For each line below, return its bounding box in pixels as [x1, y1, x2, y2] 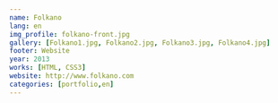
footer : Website [9, 47, 70, 56]
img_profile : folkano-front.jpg [9, 30, 130, 39]
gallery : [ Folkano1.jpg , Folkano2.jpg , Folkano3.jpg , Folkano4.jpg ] [9, 38, 271, 47]
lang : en [9, 21, 42, 30]
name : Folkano [9, 13, 63, 22]
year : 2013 [9, 55, 50, 64]
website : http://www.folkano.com [9, 72, 135, 81]
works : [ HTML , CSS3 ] [9, 64, 87, 73]
